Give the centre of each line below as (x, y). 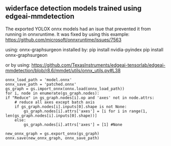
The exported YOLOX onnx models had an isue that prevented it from (78, 29)
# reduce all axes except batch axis (55, 102)
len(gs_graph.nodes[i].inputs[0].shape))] (51, 116)
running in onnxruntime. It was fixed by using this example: (67, 34)
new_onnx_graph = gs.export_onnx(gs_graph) (52, 133)
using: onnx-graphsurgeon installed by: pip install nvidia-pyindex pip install (84, 49)
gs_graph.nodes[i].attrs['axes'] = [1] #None (73, 124)
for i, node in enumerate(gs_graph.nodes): (52, 93)
